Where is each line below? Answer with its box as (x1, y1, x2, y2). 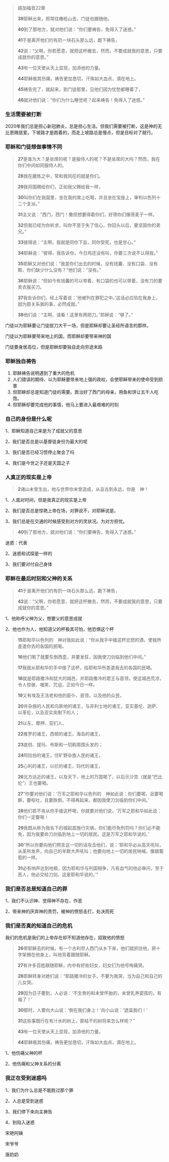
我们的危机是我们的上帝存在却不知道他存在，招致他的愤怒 (5, 934, 125, 940)
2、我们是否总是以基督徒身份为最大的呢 (5, 438, 88, 445)
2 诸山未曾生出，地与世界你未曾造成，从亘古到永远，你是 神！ (17, 486, 149, 492)
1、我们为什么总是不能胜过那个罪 (5, 1087, 74, 1093)
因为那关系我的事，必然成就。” (17, 301, 80, 307)
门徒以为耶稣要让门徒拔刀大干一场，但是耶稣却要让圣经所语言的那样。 (5, 322, 151, 328)
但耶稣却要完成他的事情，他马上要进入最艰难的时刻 (12, 401, 119, 408)
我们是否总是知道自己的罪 (5, 885, 68, 892)
